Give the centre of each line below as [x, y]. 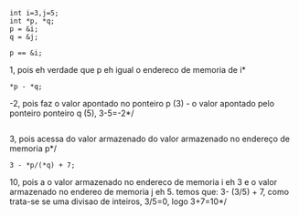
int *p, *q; [32, 21]
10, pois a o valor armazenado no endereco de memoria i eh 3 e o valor [143, 182]
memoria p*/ [33, 149]
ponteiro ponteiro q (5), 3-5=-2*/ [72, 113]
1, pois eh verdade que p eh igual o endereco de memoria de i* [128, 70]
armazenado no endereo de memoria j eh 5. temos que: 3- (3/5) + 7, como [149, 192]
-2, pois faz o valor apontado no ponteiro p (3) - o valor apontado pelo [142, 103]
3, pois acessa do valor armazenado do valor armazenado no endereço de [150, 139]
